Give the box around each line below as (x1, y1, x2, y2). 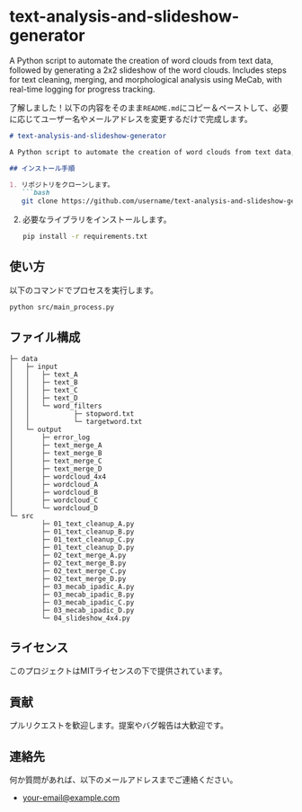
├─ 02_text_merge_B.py (41, 559, 127, 568)
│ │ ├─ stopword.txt (9, 409, 135, 419)
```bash (21, 189, 50, 198)
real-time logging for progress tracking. (9, 84, 155, 94)
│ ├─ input (9, 362, 58, 371)
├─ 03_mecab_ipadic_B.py (41, 590, 135, 599)
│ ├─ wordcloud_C (9, 496, 99, 505)
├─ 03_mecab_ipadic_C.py (41, 597, 135, 607)
